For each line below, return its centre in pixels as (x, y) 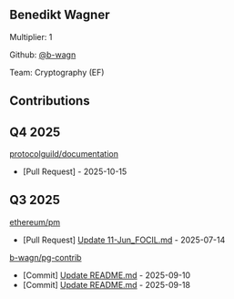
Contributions (50, 101)
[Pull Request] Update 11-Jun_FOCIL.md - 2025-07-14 (124, 240)
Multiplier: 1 (31, 36)
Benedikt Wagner (60, 15)
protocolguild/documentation (64, 154)
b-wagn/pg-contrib (46, 257)
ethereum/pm (35, 222)
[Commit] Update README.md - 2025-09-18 (107, 284)
